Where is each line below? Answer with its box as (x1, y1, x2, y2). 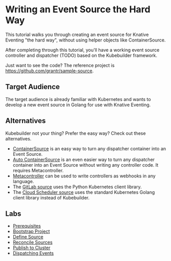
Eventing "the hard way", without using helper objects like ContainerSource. (5, 37, 166, 43)
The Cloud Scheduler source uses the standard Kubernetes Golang (12, 189, 155, 195)
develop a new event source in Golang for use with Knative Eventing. (5, 102, 151, 108)
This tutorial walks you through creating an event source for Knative (5, 31, 149, 37)
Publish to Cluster (12, 245, 50, 251)
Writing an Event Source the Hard (5, 4, 150, 15)
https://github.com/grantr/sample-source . (5, 68, 94, 74)
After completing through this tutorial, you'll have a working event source (5, 47, 160, 53)
